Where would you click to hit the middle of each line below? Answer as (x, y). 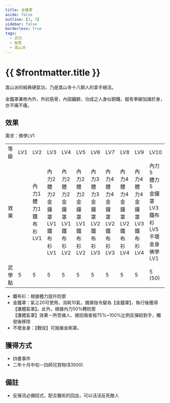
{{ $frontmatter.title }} (53, 73)
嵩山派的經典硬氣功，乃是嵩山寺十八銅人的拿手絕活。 (61, 87)
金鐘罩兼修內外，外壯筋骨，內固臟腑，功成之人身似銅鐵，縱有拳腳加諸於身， (85, 99)
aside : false (19, 15)
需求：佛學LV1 (20, 136)
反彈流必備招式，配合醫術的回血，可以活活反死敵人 (66, 395)
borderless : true (24, 29)
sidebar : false (21, 24)
